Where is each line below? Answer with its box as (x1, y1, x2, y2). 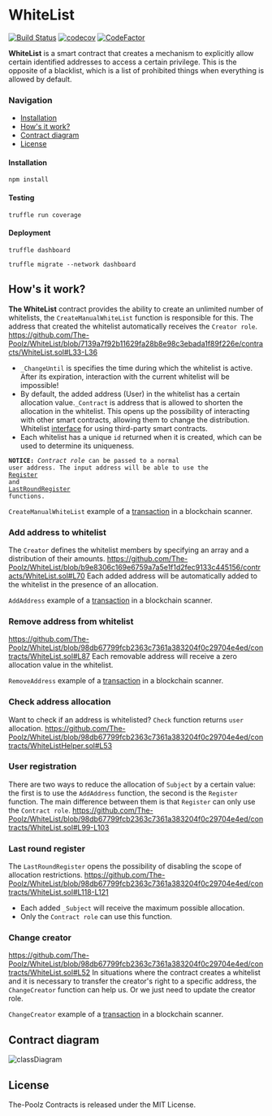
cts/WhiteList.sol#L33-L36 (8, 347, 98, 357)
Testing (8, 193, 35, 203)
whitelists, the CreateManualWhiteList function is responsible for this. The (8, 312, 254, 322)
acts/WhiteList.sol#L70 (8, 571, 85, 581)
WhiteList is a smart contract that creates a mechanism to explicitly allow (8, 48, 254, 58)
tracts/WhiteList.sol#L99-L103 (8, 822, 110, 832)
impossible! (19, 380, 59, 390)
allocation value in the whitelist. (8, 660, 114, 670)
